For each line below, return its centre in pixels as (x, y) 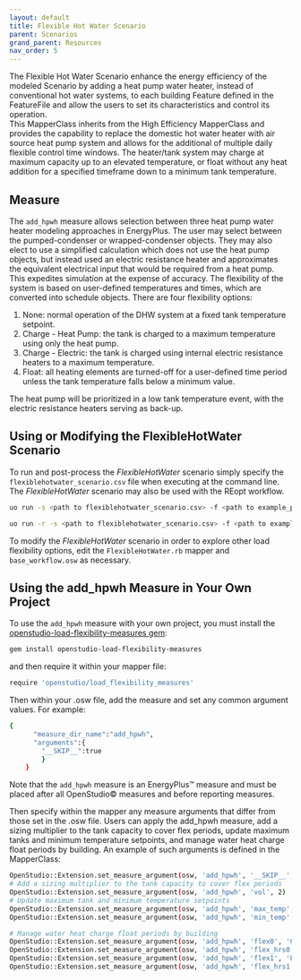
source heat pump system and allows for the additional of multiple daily (141, 143)
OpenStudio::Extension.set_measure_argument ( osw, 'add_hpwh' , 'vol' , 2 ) (148, 892)
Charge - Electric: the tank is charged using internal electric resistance (153, 352)
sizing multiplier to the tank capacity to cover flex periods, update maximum (149, 830)
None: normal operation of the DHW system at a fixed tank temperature (154, 314)
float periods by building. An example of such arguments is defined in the (145, 850)
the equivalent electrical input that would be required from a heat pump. (142, 269)
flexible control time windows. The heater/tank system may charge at (137, 152)
